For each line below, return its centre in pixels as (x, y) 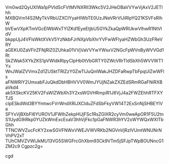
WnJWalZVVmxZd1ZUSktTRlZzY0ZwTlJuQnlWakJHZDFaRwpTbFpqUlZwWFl (85, 71)
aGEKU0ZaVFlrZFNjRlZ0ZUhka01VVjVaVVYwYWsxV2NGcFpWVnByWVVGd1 (84, 50)
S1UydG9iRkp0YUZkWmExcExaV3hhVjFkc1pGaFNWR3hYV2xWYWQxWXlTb (84, 119)
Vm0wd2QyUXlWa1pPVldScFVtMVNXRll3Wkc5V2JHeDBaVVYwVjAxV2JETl (84, 7)
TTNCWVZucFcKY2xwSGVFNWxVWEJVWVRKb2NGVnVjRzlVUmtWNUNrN (84, 130)
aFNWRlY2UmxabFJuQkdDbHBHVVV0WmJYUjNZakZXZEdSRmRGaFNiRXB (84, 82)
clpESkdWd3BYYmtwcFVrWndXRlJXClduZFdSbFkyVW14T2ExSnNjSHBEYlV (84, 103)
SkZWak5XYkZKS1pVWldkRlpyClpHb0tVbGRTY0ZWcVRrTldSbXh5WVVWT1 (84, 61)
